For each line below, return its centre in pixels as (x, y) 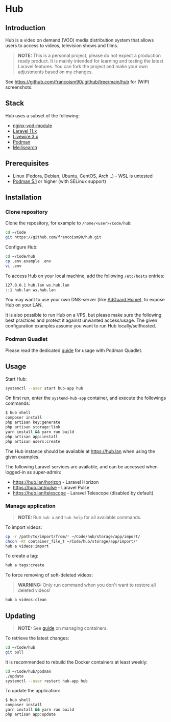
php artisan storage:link (33, 427)
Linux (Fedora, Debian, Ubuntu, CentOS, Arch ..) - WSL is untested (83, 176)
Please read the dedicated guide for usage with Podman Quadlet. (74, 350)
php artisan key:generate (33, 422)
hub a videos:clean (26, 600)
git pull (15, 652)
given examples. (22, 457)
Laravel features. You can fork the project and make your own (83, 66)
